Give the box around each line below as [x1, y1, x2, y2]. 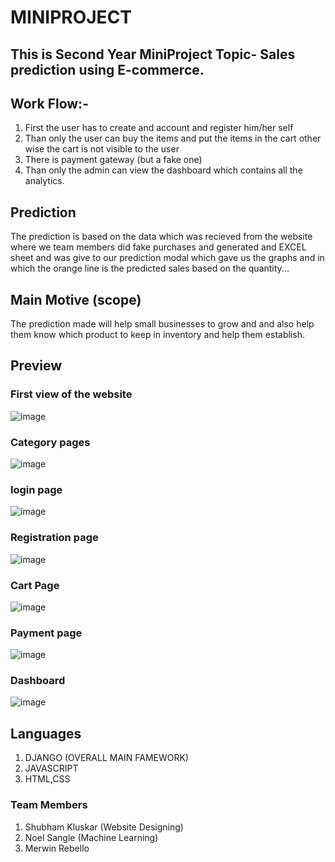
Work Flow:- [10, 95, 89, 112]
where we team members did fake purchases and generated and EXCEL [10, 241, 307, 253]
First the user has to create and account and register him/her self [24, 122, 294, 134]
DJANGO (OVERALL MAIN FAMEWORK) [24, 752, 190, 764]
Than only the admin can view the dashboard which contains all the [24, 164, 303, 176]
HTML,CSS [24, 773, 71, 785]
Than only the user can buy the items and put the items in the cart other [24, 132, 322, 145]
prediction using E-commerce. [10, 61, 205, 78]
